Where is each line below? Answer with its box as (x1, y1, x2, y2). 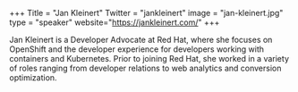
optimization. (9, 72, 57, 83)
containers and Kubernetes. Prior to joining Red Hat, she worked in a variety (9, 54, 289, 63)
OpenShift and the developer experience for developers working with (9, 44, 265, 54)
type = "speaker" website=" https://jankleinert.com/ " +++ (9, 17, 220, 28)
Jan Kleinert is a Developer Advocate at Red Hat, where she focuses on (9, 35, 273, 45)
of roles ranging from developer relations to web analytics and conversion (9, 63, 282, 73)
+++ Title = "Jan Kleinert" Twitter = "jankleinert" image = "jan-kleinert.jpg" (9, 8, 284, 18)
